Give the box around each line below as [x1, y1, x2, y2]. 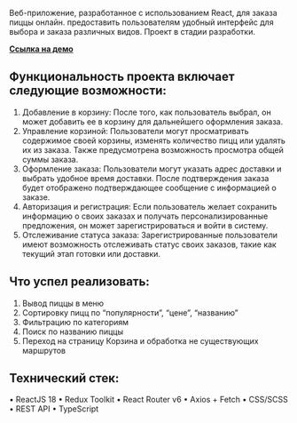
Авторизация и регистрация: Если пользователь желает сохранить [21, 201, 277, 211]
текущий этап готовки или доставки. [21, 248, 161, 259]
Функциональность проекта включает [9, 69, 235, 84]
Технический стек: [9, 371, 120, 386]
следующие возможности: [9, 84, 167, 99]
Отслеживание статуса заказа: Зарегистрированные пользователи [21, 229, 277, 240]
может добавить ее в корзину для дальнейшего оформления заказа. [21, 116, 284, 127]
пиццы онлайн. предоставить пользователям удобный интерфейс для [9, 17, 274, 28]
